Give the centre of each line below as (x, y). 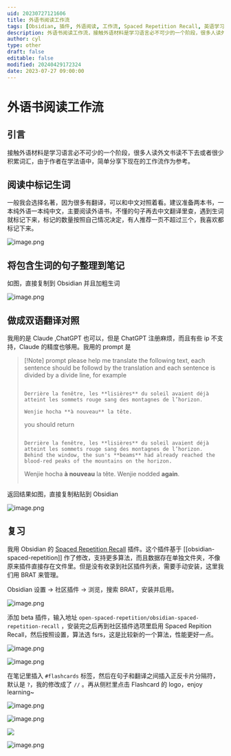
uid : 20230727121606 (37, 13)
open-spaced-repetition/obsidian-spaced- (139, 618)
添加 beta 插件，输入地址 (42, 617)
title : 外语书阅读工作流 (38, 20)
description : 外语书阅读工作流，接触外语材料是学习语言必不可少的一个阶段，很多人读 (114, 33)
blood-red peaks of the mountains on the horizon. (98, 461)
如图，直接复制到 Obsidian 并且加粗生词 (64, 283)
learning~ (21, 692)
